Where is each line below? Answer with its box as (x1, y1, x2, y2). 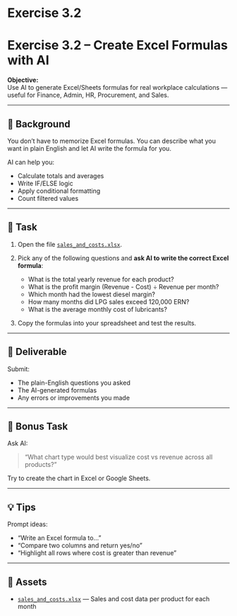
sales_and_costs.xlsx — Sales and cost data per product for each (17, 595, 210, 603)
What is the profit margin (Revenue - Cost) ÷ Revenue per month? (28, 282, 219, 291)
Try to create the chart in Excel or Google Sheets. (7, 474, 151, 482)
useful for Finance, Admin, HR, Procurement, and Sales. (7, 91, 169, 100)
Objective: (7, 76, 39, 84)
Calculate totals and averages (17, 171, 104, 180)
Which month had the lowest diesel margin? (28, 290, 155, 298)
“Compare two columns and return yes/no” (17, 541, 142, 550)
